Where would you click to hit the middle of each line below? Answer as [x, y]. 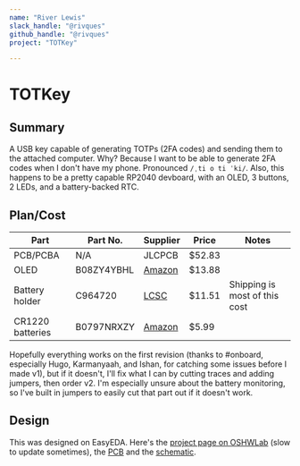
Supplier [162, 241]
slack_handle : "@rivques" [57, 26]
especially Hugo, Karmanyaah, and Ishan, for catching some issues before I [148, 364]
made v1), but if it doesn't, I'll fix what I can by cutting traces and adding [142, 374]
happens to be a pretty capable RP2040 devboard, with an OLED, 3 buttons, [149, 178]
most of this [254, 296]
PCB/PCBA [37, 256]
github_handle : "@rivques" [59, 34]
